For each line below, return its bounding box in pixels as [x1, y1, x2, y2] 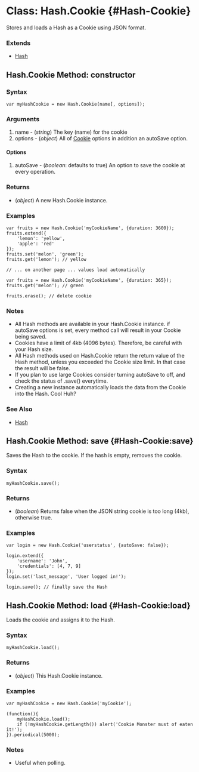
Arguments [6, 115, 40, 123]
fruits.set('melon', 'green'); [6, 251, 84, 257]
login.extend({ [6, 553, 44, 559]
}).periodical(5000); [6, 732, 60, 738]
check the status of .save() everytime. [14, 377, 108, 385]
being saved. [14, 333, 47, 340]
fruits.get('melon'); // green [6, 282, 84, 289]
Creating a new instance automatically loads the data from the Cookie [14, 384, 186, 391]
